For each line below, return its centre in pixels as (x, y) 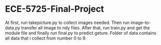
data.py (13, 27)
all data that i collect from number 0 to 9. (46, 38)
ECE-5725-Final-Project (55, 9)
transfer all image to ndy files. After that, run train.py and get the (85, 27)
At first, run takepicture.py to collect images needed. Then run (67, 22)
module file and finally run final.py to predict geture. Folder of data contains (81, 33)
